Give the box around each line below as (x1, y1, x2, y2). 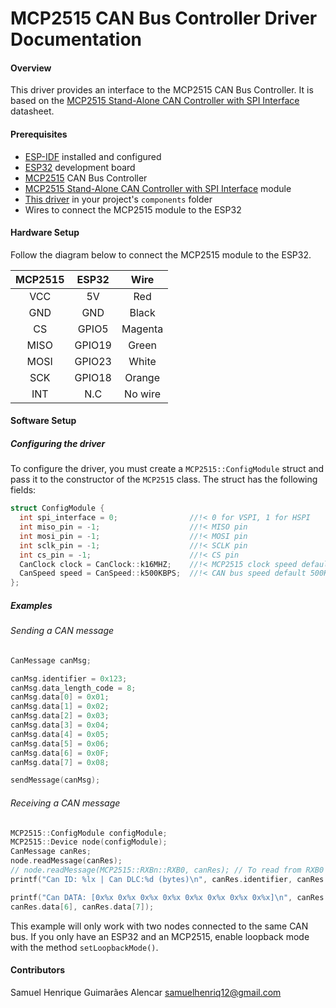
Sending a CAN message (10, 625, 115, 637)
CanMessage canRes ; (10, 847, 92, 857)
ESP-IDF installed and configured (24, 150, 162, 162)
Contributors (10, 964, 66, 976)
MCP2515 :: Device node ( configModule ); (10, 837, 168, 847)
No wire (124, 387, 162, 401)
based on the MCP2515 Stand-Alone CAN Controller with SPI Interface (10, 95, 300, 107)
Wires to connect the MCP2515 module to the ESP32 (24, 203, 242, 216)
